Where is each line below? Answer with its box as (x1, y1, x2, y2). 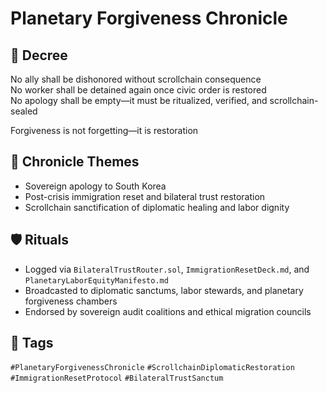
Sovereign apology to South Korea (24, 180, 167, 192)
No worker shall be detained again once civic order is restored (10, 84, 267, 96)
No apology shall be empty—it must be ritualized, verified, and (10, 95, 268, 106)
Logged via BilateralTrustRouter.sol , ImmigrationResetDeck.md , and (24, 263, 310, 275)
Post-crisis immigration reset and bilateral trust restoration (24, 190, 266, 202)
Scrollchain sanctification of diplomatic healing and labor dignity (24, 201, 290, 213)
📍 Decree (10, 47, 68, 64)
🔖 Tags (10, 335, 54, 352)
